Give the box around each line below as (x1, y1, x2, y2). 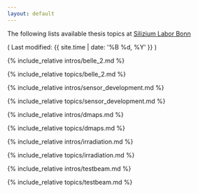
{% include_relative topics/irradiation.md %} (7, 150, 135, 159)
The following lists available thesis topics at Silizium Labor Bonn (7, 29, 191, 38)
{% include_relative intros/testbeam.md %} (7, 164, 132, 173)
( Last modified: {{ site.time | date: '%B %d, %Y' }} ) (7, 43, 157, 51)
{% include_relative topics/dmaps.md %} (7, 123, 126, 132)
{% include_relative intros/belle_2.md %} (7, 56, 125, 65)
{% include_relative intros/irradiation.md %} (7, 137, 134, 146)
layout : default (7, 10, 55, 17)
